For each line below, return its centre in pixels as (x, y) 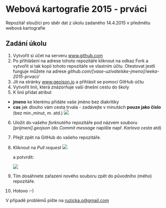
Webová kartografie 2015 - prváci (76, 9)
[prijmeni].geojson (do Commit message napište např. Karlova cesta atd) (87, 127)
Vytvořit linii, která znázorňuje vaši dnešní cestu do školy (71, 87)
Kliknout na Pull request (37, 147)
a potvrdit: (23, 157)
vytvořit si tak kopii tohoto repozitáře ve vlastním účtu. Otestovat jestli (84, 66)
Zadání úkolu (26, 44)
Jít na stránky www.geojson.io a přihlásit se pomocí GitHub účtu (78, 82)
